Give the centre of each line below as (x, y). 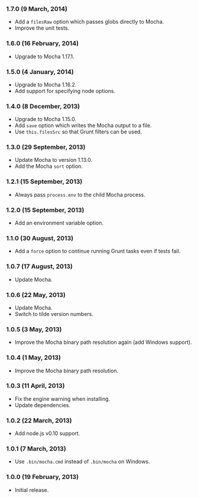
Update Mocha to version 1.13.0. (53, 160)
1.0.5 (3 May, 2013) (34, 329)
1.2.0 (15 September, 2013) (45, 210)
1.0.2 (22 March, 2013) (39, 420)
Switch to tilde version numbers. (54, 314)
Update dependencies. (43, 405)
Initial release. (32, 490)
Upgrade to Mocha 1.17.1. (45, 56)
